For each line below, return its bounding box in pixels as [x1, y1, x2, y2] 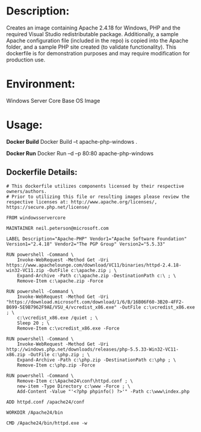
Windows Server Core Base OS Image [6, 97, 100, 104]
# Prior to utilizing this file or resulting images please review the [6, 194, 190, 200]
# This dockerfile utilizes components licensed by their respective [6, 183, 185, 189]
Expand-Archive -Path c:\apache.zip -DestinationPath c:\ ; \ [17, 273, 176, 279]
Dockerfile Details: [6, 167, 78, 177]
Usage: [6, 119, 43, 132]
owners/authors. [6, 188, 47, 194]
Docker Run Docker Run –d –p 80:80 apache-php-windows [6, 149, 154, 157]
